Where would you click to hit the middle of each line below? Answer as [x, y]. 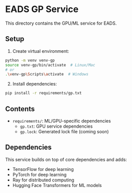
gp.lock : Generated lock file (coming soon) [64, 131]
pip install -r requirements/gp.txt [43, 93]
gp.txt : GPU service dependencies [56, 126]
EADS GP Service [42, 9]
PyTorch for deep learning [39, 174]
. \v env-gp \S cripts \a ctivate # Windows [47, 74]
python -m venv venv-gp [30, 60]
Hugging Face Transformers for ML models [57, 185]
